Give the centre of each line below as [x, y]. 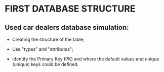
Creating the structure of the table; [48, 39]
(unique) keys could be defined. [45, 64]
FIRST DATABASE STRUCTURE [70, 9]
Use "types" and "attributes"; [43, 49]
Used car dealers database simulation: [67, 27]
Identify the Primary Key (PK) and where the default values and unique [86, 59]
